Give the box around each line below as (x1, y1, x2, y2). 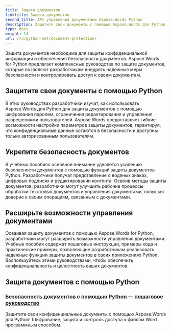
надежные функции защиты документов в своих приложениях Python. (5, 252, 159, 258)
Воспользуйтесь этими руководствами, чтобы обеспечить (5, 257, 134, 263)
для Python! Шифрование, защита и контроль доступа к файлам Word (5, 317, 157, 322)
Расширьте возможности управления (5, 208, 133, 217)
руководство (5, 299, 40, 306)
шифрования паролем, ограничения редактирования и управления (5, 111, 153, 117)
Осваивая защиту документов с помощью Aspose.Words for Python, (5, 230, 154, 236)
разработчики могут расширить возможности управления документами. (5, 236, 166, 242)
